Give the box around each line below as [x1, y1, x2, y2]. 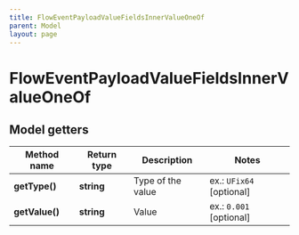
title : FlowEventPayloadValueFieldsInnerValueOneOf [9, 12, 205, 22]
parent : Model [9, 21, 62, 30]
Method [25, 149, 60, 161]
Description [141, 154, 193, 166]
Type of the [133, 174, 182, 187]
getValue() [13, 206, 61, 218]
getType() [13, 180, 57, 192]
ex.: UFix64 [209, 174, 255, 187]
